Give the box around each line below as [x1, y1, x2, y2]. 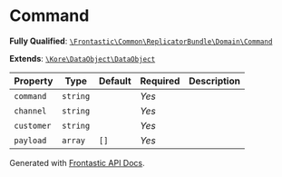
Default [98, 74, 131, 87]
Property [14, 74, 53, 87]
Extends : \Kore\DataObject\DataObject [9, 53, 156, 64]
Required [140, 74, 180, 87]
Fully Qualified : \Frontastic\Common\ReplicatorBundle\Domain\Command [9, 35, 273, 46]
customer [14, 120, 52, 131]
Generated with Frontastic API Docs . [9, 157, 145, 168]
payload [14, 135, 47, 145]
